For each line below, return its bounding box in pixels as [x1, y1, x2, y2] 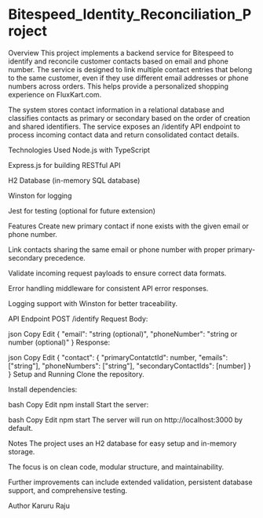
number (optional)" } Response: [8, 337, 111, 347]
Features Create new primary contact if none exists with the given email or [8, 221, 250, 231]
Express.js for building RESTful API [8, 160, 121, 170]
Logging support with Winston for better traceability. [8, 298, 178, 308]
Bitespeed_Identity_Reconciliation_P [8, 5, 252, 24]
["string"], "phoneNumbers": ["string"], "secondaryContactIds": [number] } [8, 361, 251, 370]
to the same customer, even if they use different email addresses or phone [8, 73, 249, 82]
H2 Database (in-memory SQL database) [8, 175, 141, 185]
